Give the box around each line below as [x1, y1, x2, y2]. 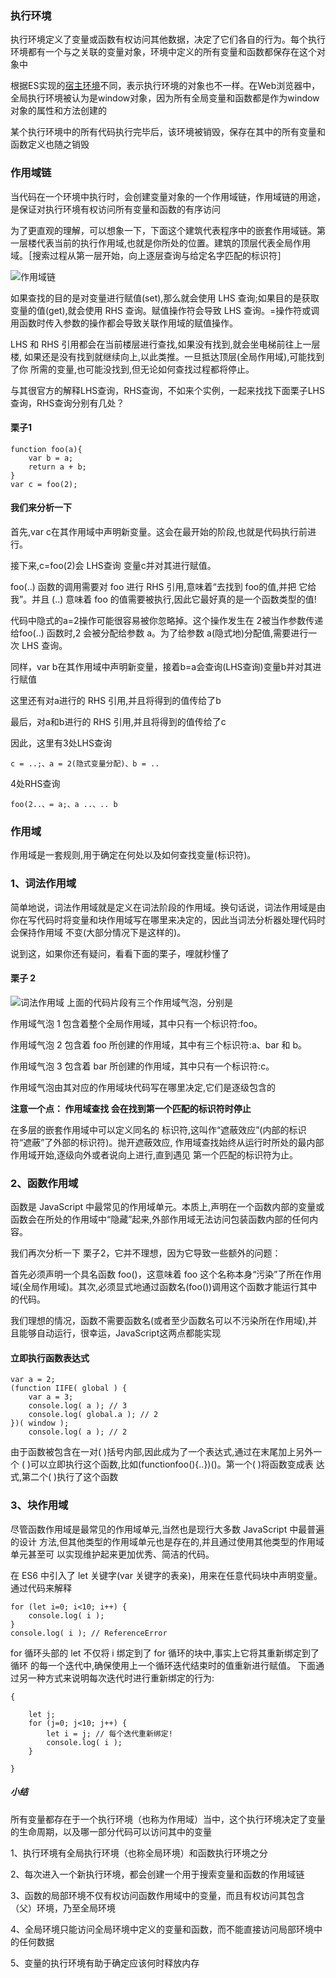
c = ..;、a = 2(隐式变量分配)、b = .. [10, 759, 160, 769]
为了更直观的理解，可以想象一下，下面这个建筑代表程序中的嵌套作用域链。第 [10, 224, 326, 236]
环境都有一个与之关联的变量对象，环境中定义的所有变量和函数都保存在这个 [10, 46, 317, 58]
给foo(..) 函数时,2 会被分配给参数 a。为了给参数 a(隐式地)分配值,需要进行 [10, 627, 309, 639]
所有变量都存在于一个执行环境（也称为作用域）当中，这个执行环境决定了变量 [10, 1813, 326, 1825]
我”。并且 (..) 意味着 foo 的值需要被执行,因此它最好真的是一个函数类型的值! [10, 593, 317, 605]
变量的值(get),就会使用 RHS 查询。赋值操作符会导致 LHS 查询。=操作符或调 [10, 304, 320, 316]
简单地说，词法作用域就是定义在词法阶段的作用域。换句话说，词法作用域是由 [10, 901, 326, 913]
